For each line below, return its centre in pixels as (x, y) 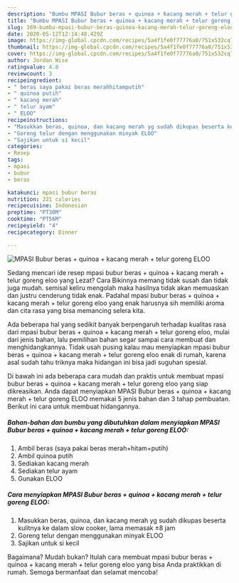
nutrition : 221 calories (44, 199)
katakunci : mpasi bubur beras (52, 192)
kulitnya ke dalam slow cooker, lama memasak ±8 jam (96, 527)
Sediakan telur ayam (48, 470)
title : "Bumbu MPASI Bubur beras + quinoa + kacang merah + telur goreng (119, 21)
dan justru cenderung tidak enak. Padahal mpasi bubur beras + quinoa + (113, 295)
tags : (15, 160)
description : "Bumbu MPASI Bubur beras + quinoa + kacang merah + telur (117, 14)
